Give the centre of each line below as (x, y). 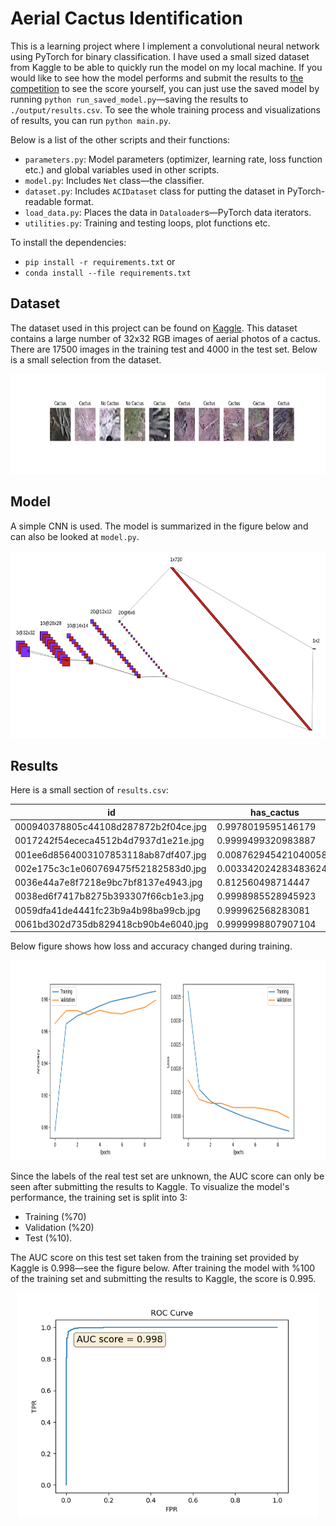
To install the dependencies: (68, 242)
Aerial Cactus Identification (126, 18)
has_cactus (275, 812)
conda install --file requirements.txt (108, 273)
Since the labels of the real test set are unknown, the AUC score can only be (167, 1176)
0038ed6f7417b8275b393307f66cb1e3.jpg (109, 896)
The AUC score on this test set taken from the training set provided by (155, 1258)
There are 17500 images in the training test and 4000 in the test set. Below (164, 349)
